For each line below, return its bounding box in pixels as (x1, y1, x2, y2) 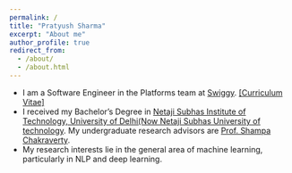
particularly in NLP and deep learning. (21, 153, 163, 164)
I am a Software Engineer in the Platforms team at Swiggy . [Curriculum (21, 86, 283, 98)
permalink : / (9, 12, 58, 22)
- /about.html (17, 63, 70, 72)
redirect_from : (9, 46, 66, 55)
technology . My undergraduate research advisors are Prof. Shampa (21, 125, 271, 136)
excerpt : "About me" (9, 29, 87, 38)
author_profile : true (9, 37, 90, 47)
